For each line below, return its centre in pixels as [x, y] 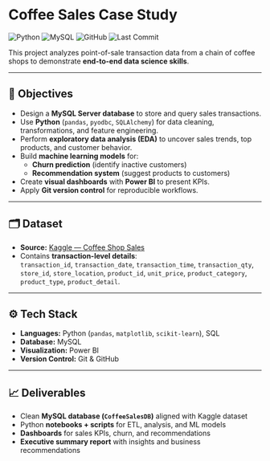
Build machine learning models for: [79, 156]
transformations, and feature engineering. [89, 130]
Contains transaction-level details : [79, 255]
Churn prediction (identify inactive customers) [109, 164]
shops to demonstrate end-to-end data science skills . [99, 61]
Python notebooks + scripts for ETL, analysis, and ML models [123, 425]
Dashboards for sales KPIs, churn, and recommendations [115, 433]
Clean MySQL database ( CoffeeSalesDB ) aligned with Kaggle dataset [133, 416]
